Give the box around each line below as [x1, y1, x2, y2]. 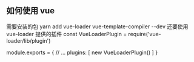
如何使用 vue [6, 5, 55, 16]
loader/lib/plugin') [6, 37, 51, 44]
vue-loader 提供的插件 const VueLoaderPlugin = [6, 30, 127, 37]
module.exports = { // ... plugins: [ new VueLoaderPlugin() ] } [6, 49, 158, 56]
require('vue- [128, 30, 162, 37]
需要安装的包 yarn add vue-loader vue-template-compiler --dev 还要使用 [6, 23, 189, 30]
